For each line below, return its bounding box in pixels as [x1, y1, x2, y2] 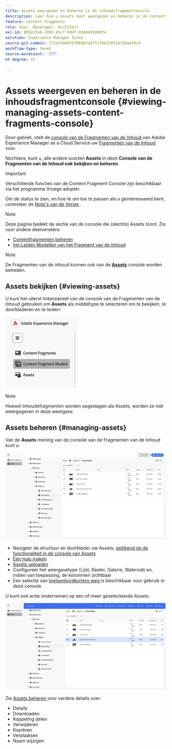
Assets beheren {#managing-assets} [5, 423, 127, 432]
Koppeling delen [12, 716, 48, 722]
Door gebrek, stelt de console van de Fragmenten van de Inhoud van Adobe [5, 135, 165, 141]
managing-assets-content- [5, 106, 124, 118]
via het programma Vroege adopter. [5, 186, 81, 192]
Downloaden [12, 710, 40, 716]
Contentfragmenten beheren [12, 236, 73, 243]
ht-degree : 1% [5, 57, 36, 62]
